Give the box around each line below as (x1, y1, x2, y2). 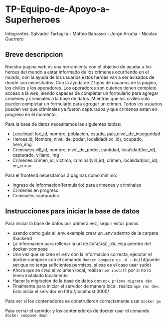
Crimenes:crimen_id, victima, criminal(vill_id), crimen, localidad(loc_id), (12, 157, 159, 163)
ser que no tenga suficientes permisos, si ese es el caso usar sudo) (12, 262, 151, 268)
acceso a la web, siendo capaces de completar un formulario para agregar (5, 90, 159, 96)
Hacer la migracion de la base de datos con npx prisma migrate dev (12, 278, 153, 284)
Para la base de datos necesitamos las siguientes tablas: (5, 121, 121, 127)
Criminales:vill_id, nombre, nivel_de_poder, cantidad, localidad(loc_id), (12, 146, 157, 153)
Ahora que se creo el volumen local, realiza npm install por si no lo (12, 267, 151, 273)
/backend (12, 235, 32, 241)
